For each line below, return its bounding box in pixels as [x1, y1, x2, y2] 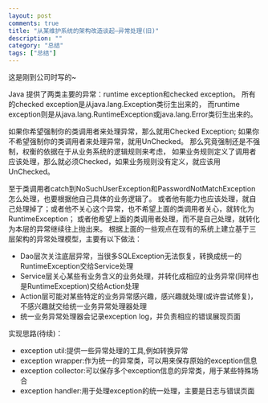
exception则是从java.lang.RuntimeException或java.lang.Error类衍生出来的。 [8, 109, 258, 119]
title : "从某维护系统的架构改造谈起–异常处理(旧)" [8, 27, 159, 35]
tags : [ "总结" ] [8, 49, 57, 57]
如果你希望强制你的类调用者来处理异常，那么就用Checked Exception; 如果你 [8, 126, 259, 136]
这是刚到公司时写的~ [8, 72, 77, 81]
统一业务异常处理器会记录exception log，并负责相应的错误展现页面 [19, 311, 241, 321]
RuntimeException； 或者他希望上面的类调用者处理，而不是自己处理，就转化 [8, 214, 261, 224]
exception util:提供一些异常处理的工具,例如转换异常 [19, 346, 189, 355]
